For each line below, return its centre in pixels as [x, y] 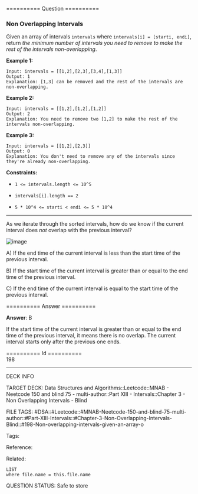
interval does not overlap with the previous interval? [69, 230]
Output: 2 [18, 114]
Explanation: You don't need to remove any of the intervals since [91, 157]
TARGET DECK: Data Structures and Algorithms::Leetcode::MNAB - [88, 388]
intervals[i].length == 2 [46, 196]
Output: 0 [18, 151]
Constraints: [22, 173]
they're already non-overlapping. [49, 162]
